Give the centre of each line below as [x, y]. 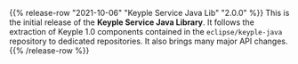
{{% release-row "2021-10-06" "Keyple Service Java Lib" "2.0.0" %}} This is [149, 13]
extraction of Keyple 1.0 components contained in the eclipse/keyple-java [146, 32]
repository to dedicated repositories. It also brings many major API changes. [149, 41]
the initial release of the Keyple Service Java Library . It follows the [132, 22]
